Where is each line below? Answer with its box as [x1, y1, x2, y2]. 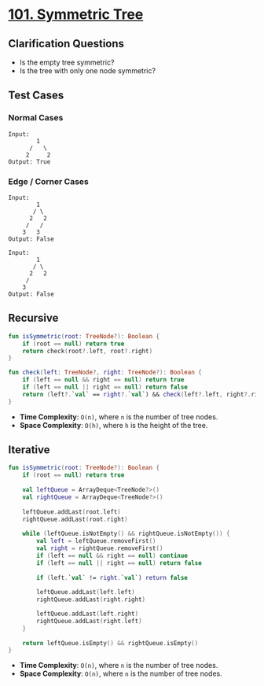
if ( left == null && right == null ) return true [22, 376, 185, 384]
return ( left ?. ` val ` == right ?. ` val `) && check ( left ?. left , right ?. [22, 390, 251, 398]
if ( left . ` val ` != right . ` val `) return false [36, 574, 189, 581]
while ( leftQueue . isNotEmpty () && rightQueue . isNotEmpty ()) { [22, 529, 230, 538]
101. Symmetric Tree [8, 6, 144, 24]
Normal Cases [8, 112, 64, 124]
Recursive [8, 312, 59, 325]
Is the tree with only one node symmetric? [19, 66, 156, 76]
